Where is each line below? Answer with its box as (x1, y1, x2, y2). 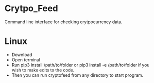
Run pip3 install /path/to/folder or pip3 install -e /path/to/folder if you (11, 62, 150, 68)
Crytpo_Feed (4, 3, 58, 14)
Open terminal (11, 56, 40, 63)
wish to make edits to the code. (11, 67, 75, 73)
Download (11, 52, 33, 57)
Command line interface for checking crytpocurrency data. (4, 19, 122, 25)
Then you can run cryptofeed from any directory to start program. (11, 72, 144, 78)
